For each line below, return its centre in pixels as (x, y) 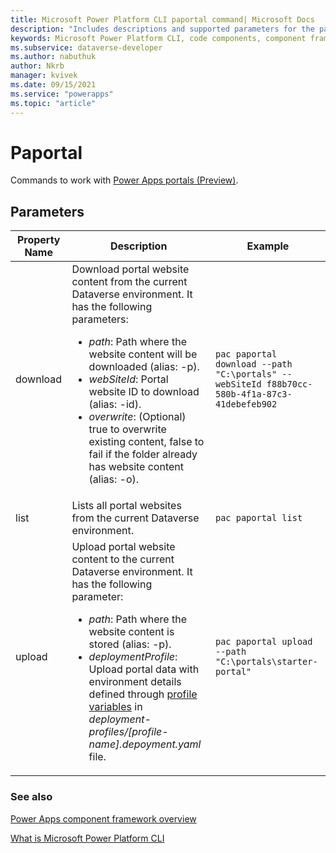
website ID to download (144, 392)
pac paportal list (258, 518)
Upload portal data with (144, 669)
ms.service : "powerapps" (62, 94)
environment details (135, 682)
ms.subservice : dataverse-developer (86, 47)
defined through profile (143, 694)
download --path (253, 364)
